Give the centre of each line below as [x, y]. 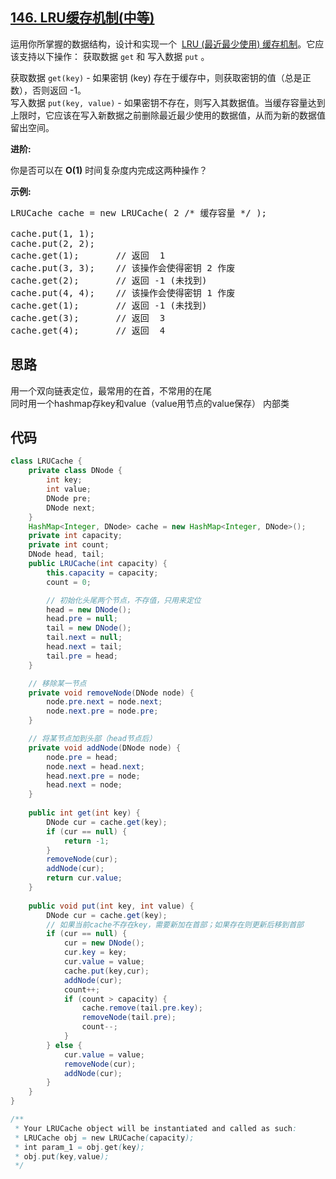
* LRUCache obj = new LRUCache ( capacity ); [104, 1138]
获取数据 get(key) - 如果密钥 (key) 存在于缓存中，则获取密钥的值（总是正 [161, 77]
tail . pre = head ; [82, 656]
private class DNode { [75, 471]
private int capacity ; [75, 536]
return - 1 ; [86, 841]
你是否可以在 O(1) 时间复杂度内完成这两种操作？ [109, 170]
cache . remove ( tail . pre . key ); [142, 1008]
